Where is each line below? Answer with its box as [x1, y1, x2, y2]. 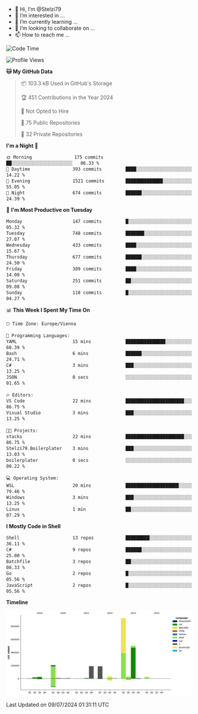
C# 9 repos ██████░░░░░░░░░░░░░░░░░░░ [6, 547, 193, 553]
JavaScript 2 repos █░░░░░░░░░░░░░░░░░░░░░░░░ [6, 582, 193, 588]
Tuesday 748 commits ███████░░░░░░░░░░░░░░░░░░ [6, 230, 193, 236]
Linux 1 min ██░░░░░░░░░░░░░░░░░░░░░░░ [6, 506, 193, 512]
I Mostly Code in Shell [6, 523, 61, 529]
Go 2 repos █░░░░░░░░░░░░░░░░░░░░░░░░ [6, 570, 193, 576]
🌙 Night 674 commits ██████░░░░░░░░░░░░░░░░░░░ [6, 190, 193, 196]
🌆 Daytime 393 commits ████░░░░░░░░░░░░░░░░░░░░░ [6, 166, 193, 172]
